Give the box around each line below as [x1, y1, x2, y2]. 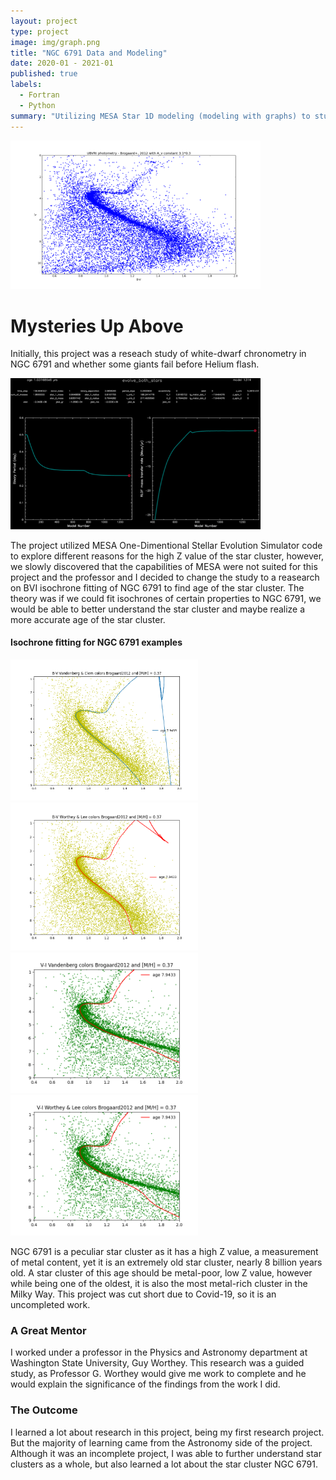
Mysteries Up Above [10, 315, 184, 337]
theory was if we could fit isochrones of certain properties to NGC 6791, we [10, 592, 322, 604]
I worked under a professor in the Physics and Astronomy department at [10, 1346, 308, 1359]
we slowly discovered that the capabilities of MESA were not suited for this [10, 560, 318, 572]
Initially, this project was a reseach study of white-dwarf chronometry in [10, 348, 307, 360]
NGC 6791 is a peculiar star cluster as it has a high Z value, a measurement [10, 1246, 319, 1258]
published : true [10, 69, 78, 79]
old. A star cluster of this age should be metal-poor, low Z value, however [10, 1267, 313, 1279]
